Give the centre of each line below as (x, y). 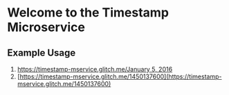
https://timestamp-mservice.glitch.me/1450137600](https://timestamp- (121, 76)
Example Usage (42, 53)
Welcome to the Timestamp (88, 13)
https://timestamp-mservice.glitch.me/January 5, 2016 (95, 69)
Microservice (46, 27)
